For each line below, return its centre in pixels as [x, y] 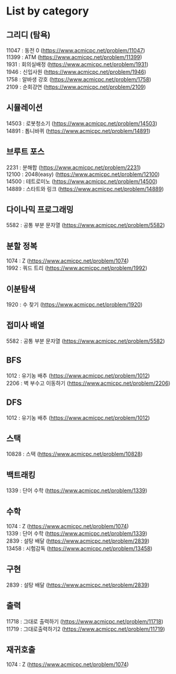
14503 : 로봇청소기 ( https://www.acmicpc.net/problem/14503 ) [82, 123]
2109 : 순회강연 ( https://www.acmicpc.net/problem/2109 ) [76, 87]
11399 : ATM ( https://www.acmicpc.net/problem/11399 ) [74, 57]
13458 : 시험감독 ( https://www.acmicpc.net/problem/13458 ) [79, 548]
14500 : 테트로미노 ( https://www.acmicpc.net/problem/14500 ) [82, 181]
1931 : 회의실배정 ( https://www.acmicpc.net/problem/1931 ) [77, 64]
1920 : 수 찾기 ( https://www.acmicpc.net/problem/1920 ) [74, 305]
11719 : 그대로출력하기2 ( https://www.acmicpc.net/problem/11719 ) [86, 629]
